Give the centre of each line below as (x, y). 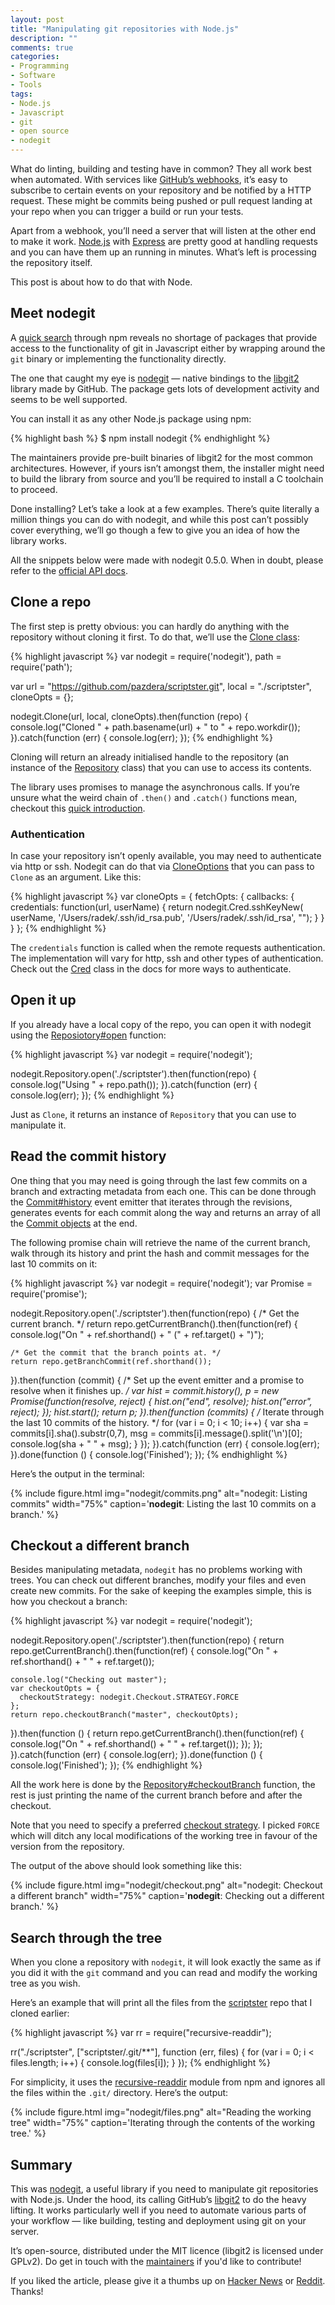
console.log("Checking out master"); (89, 1680)
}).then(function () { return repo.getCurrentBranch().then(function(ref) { (157, 1733)
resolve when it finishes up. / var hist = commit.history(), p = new (145, 1390)
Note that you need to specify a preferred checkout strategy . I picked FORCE (165, 1825)
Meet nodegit (53, 313)
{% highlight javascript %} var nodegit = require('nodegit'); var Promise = (161, 1283)
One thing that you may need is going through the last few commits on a (159, 1180)
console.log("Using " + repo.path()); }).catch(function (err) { (134, 1084)
